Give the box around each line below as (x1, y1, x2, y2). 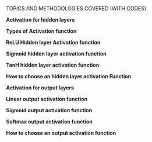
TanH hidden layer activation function (6, 61, 100, 68)
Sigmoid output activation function (6, 107, 93, 113)
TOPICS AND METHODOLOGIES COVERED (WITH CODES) (6, 5, 147, 12)
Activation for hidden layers (6, 16, 75, 23)
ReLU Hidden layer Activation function (6, 39, 101, 46)
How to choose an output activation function (6, 130, 116, 136)
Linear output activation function (6, 96, 88, 102)
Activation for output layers (6, 84, 75, 91)
